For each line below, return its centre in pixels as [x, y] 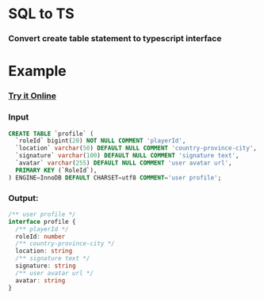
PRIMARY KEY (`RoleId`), [56, 170]
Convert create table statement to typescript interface [115, 39]
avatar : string [40, 280]
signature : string [46, 266]
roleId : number [40, 237]
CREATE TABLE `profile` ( [51, 134]
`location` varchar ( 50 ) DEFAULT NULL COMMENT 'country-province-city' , [136, 148]
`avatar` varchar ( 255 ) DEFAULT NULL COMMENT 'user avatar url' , [124, 163]
